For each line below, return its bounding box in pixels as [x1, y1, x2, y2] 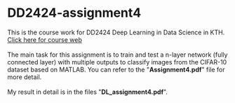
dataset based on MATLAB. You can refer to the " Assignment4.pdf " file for [7, 65, 226, 74]
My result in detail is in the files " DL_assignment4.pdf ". [7, 88, 168, 96]
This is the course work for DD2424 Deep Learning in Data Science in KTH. [7, 28, 225, 36]
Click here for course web [7, 35, 82, 43]
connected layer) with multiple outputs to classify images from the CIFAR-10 [7, 57, 227, 66]
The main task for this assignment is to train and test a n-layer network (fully [7, 50, 228, 59]
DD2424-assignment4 [7, 5, 142, 21]
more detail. [7, 72, 42, 81]
